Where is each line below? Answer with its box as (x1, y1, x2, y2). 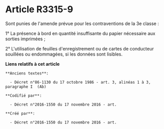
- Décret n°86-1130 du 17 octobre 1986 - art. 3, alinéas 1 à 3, (10, 80, 151, 85)
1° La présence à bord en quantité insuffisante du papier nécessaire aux (5, 30, 156, 36)
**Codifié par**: (5, 93, 42, 98)
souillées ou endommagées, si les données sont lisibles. (5, 51, 123, 57)
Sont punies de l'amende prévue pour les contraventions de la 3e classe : (5, 20, 159, 27)
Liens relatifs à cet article (5, 61, 60, 67)
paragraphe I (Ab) (5, 84, 47, 89)
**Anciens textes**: (5, 70, 49, 76)
